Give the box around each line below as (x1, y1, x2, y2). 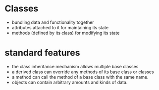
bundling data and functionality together (11, 19, 95, 25)
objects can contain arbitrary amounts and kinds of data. (11, 79, 128, 85)
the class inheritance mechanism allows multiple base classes (11, 63, 139, 69)
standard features (4, 47, 80, 58)
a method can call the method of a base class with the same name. (11, 74, 149, 80)
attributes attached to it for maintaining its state (11, 24, 109, 30)
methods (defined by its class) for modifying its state (11, 30, 120, 36)
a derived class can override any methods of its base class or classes (11, 69, 154, 75)
